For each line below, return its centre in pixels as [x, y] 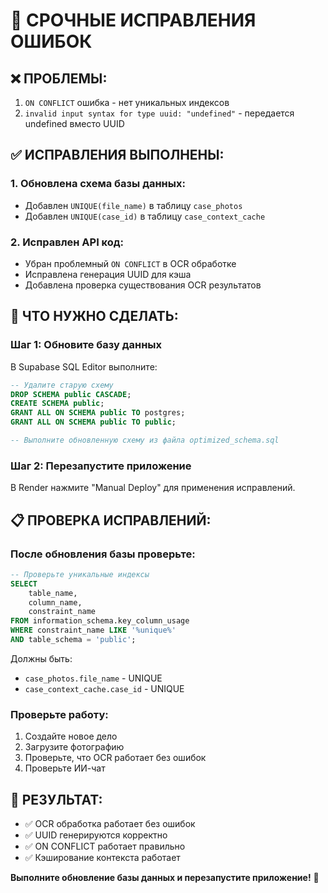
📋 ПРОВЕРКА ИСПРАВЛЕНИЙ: [111, 520]
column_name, [55, 602]
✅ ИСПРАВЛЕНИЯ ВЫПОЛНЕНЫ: [117, 155]
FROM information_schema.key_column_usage [100, 621]
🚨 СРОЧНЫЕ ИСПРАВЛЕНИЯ [133, 20]
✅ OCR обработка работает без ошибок [110, 824]
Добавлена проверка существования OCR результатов [143, 285]
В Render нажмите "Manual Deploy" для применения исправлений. [153, 488]
